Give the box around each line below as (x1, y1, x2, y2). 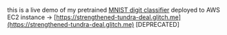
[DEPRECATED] (135, 21, 180, 28)
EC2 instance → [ (7, 13, 57, 21)
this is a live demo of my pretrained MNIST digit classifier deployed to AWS (7, 6, 221, 14)
